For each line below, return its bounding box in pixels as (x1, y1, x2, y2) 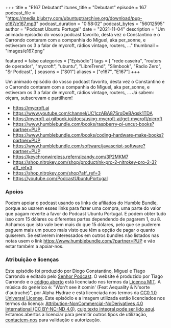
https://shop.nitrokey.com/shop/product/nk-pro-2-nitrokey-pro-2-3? (12, 159, 157, 165)
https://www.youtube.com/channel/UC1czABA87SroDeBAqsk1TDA (12, 110, 153, 116)
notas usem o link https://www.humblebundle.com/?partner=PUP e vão (5, 238, 156, 244)
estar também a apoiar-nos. (5, 243, 64, 250)
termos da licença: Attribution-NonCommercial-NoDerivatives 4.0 (5, 300, 143, 307)
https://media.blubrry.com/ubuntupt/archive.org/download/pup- (7, 15, 142, 21)
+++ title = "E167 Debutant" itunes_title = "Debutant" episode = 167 (5, 5, 147, 10)
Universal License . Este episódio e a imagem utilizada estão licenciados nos (5, 295, 165, 301)
